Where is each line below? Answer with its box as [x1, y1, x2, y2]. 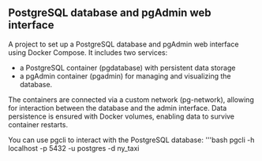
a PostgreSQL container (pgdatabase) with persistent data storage [19, 63, 236, 72]
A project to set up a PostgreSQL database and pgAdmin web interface [8, 39, 239, 49]
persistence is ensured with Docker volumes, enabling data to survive [8, 112, 235, 121]
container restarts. [8, 119, 69, 129]
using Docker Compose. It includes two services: [8, 47, 168, 57]
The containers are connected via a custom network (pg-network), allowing [8, 94, 254, 104]
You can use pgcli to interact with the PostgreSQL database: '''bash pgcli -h [8, 135, 255, 145]
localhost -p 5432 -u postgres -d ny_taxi [8, 143, 140, 152]
